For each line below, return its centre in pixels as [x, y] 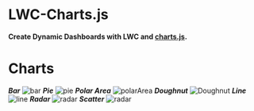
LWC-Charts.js [58, 15]
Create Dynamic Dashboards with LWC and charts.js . [98, 36]
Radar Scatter [67, 99]
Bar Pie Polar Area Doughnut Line [127, 90]
